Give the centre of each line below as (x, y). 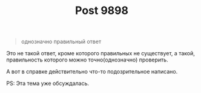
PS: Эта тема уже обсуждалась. (48, 83)
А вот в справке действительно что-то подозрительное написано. (92, 72)
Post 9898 (102, 11)
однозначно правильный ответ (61, 42)
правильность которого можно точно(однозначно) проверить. (87, 60)
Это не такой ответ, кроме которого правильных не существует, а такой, (101, 53)
